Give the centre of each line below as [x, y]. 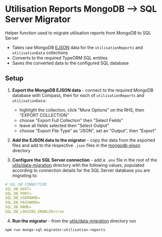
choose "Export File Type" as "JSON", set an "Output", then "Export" [88, 131]
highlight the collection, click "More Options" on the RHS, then [82, 110]
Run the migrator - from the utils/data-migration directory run [74, 221]
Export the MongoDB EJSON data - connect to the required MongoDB [83, 90]
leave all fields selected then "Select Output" [64, 125]
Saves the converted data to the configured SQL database [70, 63]
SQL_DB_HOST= [18, 189]
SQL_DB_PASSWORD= [23, 203]
